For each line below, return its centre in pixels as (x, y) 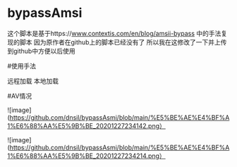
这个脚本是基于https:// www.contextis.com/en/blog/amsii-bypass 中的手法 (114, 33)
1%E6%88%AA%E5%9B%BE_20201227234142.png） (86, 125)
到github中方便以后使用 (41, 51)
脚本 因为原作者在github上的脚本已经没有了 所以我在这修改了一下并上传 (123, 42)
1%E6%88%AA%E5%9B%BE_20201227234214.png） (86, 156)
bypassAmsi (45, 13)
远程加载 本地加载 (33, 81)
